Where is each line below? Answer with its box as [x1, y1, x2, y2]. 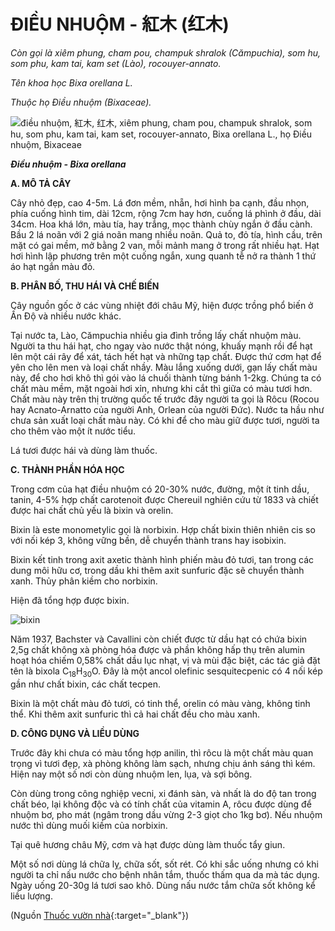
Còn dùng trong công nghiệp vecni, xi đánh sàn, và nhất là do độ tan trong [10, 787, 317, 799]
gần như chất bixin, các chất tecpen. [10, 678, 161, 690]
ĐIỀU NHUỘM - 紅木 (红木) [10, 13, 230, 36]
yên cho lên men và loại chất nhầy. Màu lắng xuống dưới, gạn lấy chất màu [10, 361, 318, 373]
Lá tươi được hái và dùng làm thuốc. [10, 444, 158, 456]
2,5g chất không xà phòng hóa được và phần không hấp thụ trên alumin [10, 643, 305, 655]
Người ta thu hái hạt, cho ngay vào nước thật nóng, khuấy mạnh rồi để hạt [10, 340, 313, 352]
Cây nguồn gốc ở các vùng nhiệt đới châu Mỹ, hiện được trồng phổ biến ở [10, 299, 314, 311]
